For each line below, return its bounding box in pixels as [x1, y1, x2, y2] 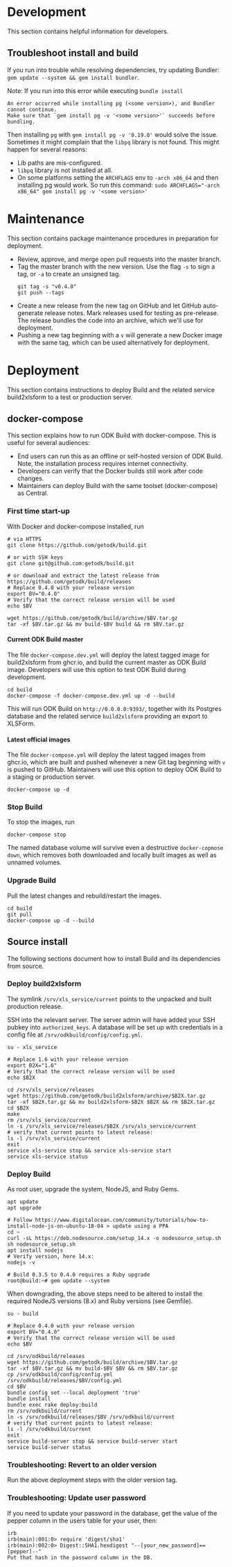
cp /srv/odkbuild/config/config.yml [7, 1371, 113, 1378]
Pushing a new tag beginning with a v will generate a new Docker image [17, 330, 223, 339]
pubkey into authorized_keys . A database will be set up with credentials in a [7, 1023, 223, 1031]
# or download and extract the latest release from [7, 572, 159, 579]
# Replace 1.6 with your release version [7, 1056, 129, 1063]
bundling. [7, 118, 36, 125]
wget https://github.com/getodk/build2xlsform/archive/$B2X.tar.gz [7, 1092, 206, 1099]
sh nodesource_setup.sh [7, 1241, 76, 1248]
